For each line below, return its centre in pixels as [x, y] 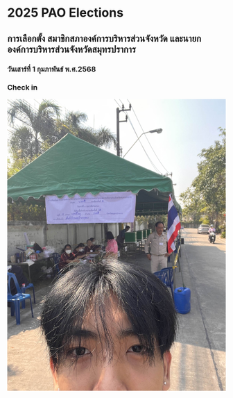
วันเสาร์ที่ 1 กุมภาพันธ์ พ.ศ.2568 [52, 69]
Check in [23, 88]
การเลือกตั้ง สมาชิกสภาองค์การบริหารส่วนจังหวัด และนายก [104, 39]
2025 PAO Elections [65, 13]
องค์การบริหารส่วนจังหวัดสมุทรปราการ [72, 49]
